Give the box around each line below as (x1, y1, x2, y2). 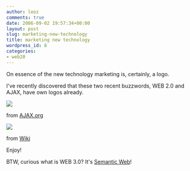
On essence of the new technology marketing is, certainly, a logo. (6, 70, 169, 77)
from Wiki (6, 134, 31, 142)
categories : (6, 48, 36, 54)
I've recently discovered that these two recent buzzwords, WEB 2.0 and (6, 82, 185, 89)
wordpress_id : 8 (6, 43, 47, 49)
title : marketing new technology (6, 37, 90, 43)
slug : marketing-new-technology (6, 31, 87, 37)
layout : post (6, 25, 39, 32)
